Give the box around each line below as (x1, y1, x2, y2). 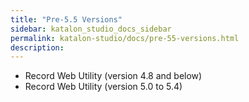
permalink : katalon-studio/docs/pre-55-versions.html (10, 33, 240, 43)
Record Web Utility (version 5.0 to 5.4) (24, 81, 183, 93)
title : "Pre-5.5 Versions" (10, 14, 123, 25)
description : (10, 42, 65, 53)
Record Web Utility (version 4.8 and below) (24, 70, 203, 82)
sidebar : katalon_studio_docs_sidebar (10, 24, 172, 34)
